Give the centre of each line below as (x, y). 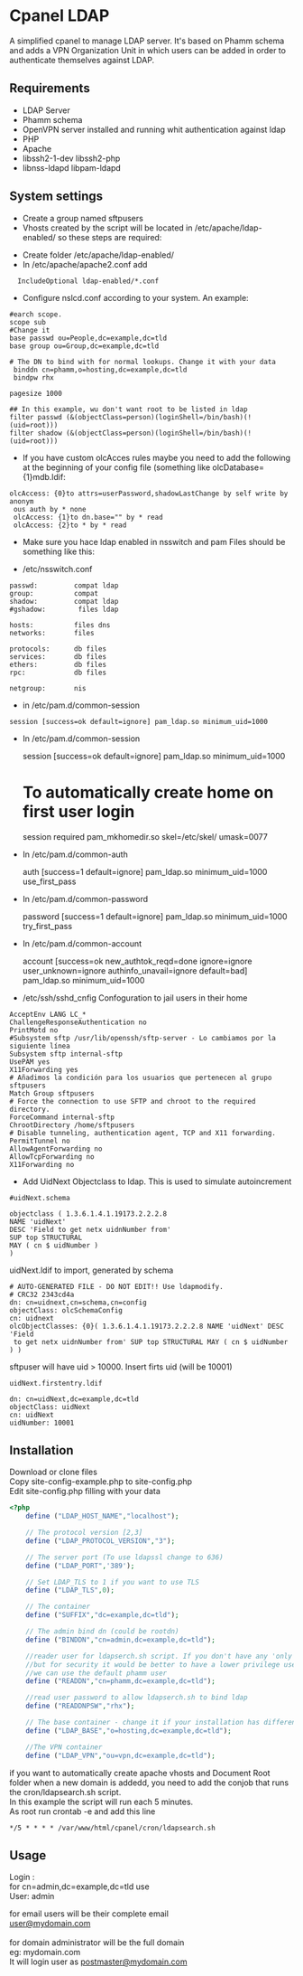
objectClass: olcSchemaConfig (66, 1310)
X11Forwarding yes (44, 1069)
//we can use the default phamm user (96, 1673)
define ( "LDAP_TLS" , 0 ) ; (70, 1590)
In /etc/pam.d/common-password (85, 899)
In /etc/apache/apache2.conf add (85, 264)
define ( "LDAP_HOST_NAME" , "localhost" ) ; (102, 1516)
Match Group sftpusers (52, 1093)
